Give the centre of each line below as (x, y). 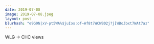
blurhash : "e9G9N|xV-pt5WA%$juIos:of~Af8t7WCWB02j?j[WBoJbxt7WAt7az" (77, 23)
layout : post (18, 19)
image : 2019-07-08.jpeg (29, 14)
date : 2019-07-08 (23, 10)
